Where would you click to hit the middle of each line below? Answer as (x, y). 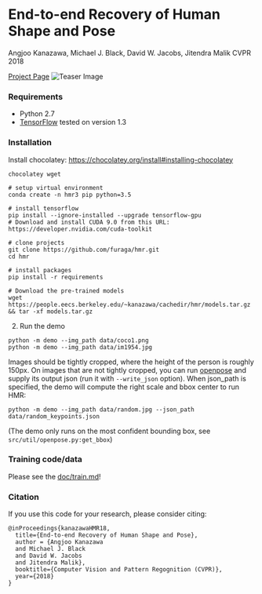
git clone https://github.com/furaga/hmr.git (84, 250)
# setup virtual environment (56, 188)
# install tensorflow (44, 208)
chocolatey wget (35, 174)
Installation (30, 143)
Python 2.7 (37, 114)
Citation (24, 497)
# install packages (40, 270)
